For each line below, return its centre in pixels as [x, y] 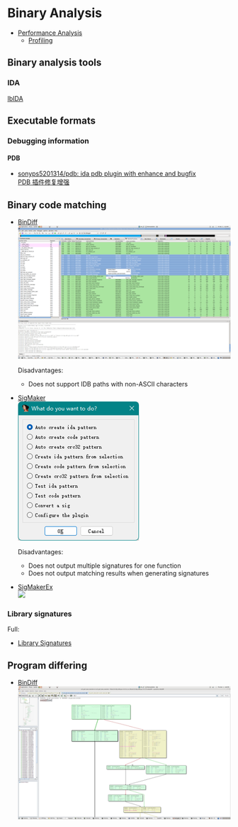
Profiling [40, 40]
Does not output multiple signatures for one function [104, 566]
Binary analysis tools [55, 63]
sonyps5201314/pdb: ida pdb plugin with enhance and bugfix [107, 174]
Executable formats [51, 121]
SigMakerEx [35, 587]
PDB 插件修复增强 [43, 182]
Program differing [47, 665]
